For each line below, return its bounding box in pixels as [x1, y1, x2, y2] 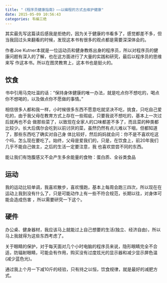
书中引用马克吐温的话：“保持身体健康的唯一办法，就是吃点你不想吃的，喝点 [5, 90, 160, 96]
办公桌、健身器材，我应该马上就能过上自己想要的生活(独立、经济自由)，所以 [5, 226, 161, 232]
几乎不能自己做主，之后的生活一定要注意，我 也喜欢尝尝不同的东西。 [5, 144, 146, 150]
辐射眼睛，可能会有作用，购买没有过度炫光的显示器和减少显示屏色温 [18, 249, 158, 255]
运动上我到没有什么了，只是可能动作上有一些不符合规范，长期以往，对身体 [5, 190, 158, 196]
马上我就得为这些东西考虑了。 [5, 232, 66, 238]
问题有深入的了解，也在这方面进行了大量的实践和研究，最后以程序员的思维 [9, 54, 162, 59]
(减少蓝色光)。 [5, 256, 35, 262]
